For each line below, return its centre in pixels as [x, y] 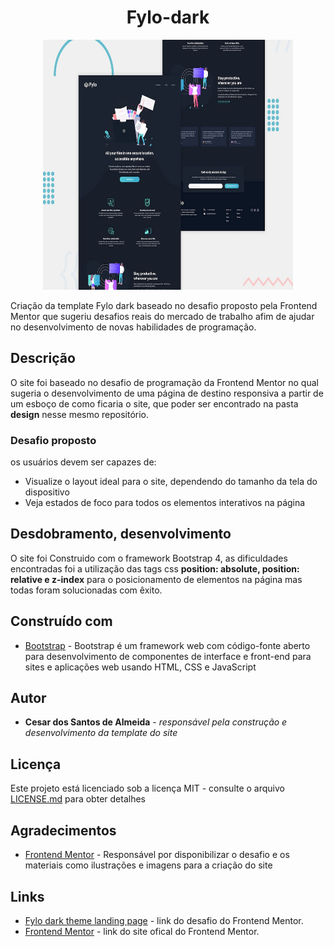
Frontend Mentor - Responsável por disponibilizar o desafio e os [157, 855]
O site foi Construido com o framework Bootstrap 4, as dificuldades [149, 558]
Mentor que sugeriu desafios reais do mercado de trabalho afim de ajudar [162, 316]
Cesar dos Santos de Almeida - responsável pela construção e [156, 722]
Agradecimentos [63, 830]
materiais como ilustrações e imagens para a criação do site [148, 865]
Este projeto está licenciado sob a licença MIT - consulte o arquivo [147, 788]
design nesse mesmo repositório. [80, 414]
